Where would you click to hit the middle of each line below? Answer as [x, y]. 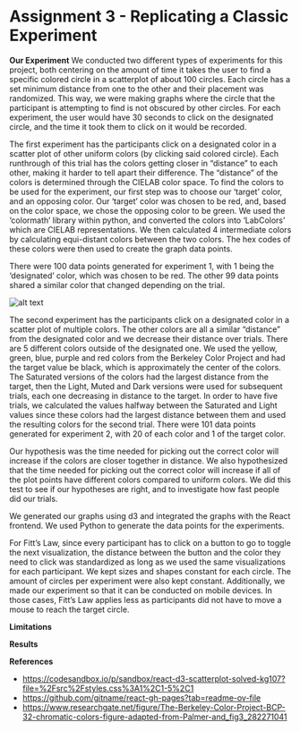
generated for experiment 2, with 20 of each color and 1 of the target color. [147, 433]
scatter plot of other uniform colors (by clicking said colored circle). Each [144, 153]
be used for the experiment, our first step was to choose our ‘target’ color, [146, 191]
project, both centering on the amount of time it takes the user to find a [140, 70]
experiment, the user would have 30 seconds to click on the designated [141, 117]
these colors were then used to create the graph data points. [121, 249]
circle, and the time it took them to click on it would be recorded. [128, 126]
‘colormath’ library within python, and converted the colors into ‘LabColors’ [147, 220]
